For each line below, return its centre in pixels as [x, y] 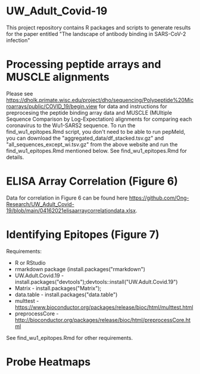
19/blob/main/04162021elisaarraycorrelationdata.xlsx [71, 210]
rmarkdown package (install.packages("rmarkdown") [80, 269]
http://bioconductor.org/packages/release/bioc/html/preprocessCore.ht [103, 320]
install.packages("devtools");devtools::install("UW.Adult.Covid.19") [96, 281]
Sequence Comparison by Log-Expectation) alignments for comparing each [99, 119]
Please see [20, 93]
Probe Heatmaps [49, 362]
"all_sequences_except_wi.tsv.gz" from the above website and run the [92, 144]
